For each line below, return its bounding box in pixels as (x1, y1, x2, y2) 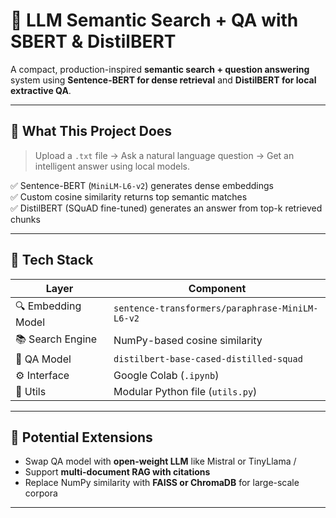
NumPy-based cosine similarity (113, 334, 263, 348)
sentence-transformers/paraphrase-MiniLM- (113, 303, 319, 314)
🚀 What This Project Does (10, 123, 173, 140)
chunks (10, 213, 41, 225)
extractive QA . (10, 84, 72, 96)
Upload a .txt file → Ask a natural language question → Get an (34, 149, 295, 161)
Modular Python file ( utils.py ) (113, 384, 258, 398)
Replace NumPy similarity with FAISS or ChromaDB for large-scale (24, 477, 300, 489)
